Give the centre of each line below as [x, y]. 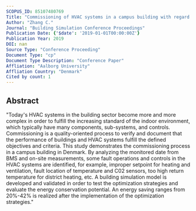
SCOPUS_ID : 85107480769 [35, 11]
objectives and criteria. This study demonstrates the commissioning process [98, 146]
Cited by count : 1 [28, 77]
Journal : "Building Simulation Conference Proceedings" [75, 28]
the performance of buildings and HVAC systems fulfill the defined [86, 139]
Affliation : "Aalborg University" [48, 66]
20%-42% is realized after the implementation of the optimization [85, 195]
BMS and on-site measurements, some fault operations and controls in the [96, 158]
